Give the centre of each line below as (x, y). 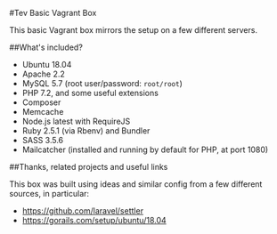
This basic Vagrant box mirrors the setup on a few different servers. (134, 30)
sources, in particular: (49, 194)
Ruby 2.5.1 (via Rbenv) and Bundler (86, 131)
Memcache (43, 112)
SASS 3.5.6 (43, 140)
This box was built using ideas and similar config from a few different (136, 184)
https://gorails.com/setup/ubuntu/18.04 (94, 220)
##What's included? (46, 47)
